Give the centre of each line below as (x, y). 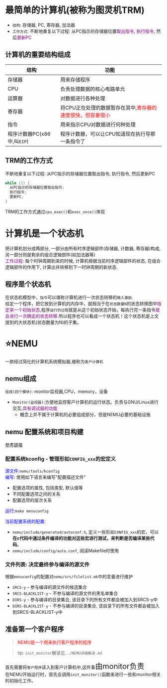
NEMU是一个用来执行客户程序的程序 (54, 642)
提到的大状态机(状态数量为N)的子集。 (43, 322)
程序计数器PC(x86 (29, 134)
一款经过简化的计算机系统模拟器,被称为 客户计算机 (54, 361)
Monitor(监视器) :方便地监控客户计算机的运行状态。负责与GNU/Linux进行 (85, 402)
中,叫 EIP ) (18, 141)
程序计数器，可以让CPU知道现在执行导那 (108, 134)
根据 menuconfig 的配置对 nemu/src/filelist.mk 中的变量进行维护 (69, 576)
